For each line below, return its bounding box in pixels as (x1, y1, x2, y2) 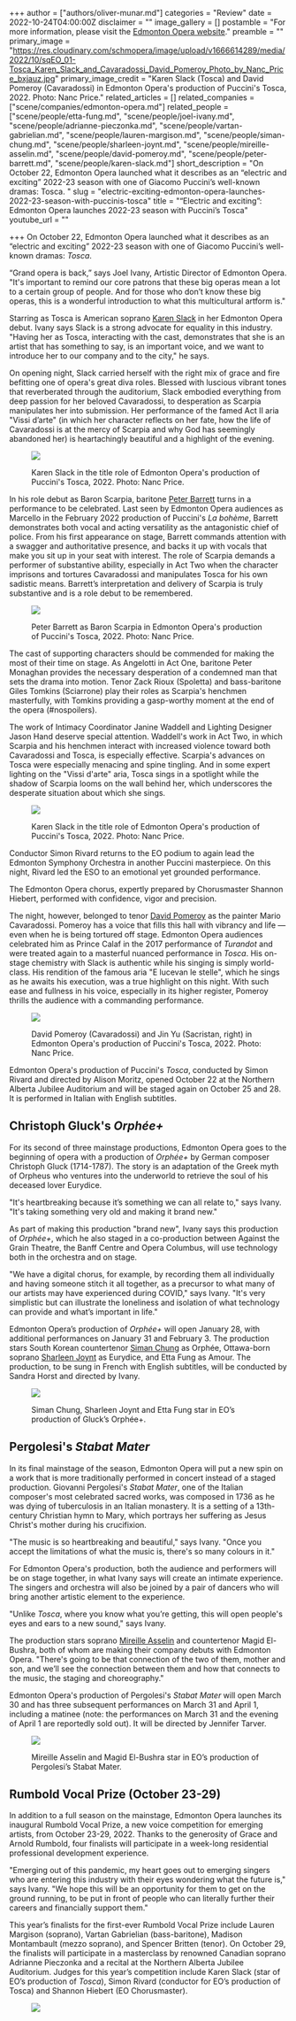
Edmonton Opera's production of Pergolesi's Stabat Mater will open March (9, 1690, 282, 1701)
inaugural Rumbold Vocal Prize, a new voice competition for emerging (9, 1819, 263, 1831)
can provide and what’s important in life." (9, 1306, 158, 1317)
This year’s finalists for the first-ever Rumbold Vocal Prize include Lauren (9, 1920, 275, 1931)
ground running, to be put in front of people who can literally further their (9, 1894, 276, 1904)
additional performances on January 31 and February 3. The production (9, 1332, 269, 1344)
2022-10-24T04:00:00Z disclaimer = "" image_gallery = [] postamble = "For (9, 17, 286, 27)
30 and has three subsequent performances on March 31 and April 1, (9, 1699, 259, 1709)
